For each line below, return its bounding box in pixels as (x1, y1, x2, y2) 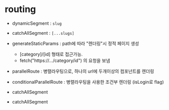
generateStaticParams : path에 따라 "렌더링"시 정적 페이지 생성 (12, 40, 140, 46)
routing (5, 4, 36, 15)
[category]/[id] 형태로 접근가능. (19, 51, 83, 57)
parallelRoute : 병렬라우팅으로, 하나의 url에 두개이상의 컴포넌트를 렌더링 (12, 68, 154, 74)
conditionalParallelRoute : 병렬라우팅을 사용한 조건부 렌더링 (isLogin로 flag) (12, 79, 164, 85)
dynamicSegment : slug (12, 20, 62, 26)
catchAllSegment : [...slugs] (12, 30, 74, 36)
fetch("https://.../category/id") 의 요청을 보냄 (19, 57, 110, 64)
